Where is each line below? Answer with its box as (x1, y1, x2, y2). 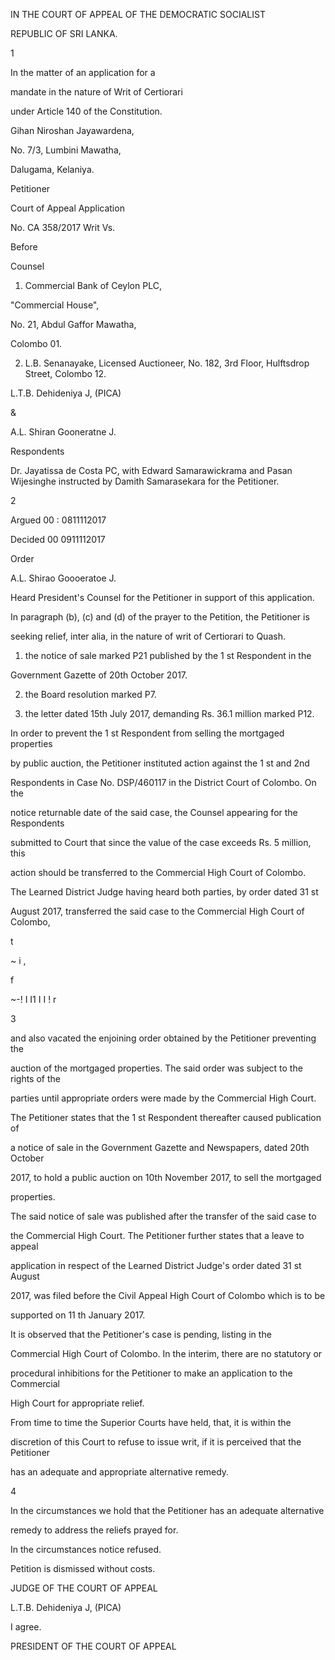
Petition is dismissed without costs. (10, 1563, 156, 1574)
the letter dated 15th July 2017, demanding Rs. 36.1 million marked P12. (24, 708, 315, 719)
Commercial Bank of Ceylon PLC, (24, 280, 162, 291)
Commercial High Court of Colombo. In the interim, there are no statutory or (10, 1348, 323, 1359)
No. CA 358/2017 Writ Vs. (10, 222, 116, 233)
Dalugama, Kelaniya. (10, 164, 95, 175)
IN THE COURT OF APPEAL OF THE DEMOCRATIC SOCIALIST (10, 9, 266, 20)
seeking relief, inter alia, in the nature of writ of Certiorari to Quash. (10, 630, 286, 642)
